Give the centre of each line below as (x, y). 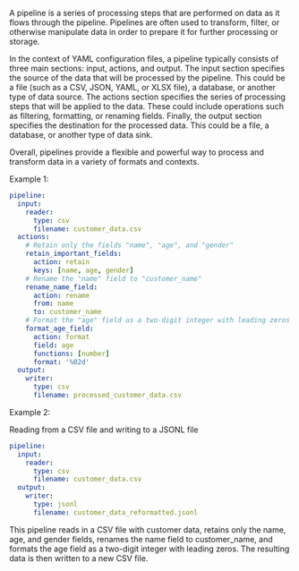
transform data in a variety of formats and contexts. (104, 162)
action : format (61, 337)
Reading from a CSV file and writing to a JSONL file (104, 430)
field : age (53, 345)
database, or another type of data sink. (81, 135)
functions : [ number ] (71, 354)
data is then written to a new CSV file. (79, 558)
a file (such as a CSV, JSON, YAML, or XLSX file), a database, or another (142, 87)
